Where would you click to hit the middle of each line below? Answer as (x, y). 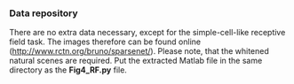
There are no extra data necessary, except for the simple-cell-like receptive (147, 33)
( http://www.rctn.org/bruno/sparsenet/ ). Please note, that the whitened (139, 51)
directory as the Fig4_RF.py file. (68, 70)
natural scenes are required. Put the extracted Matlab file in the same (136, 61)
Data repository (44, 13)
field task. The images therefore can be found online (105, 42)
